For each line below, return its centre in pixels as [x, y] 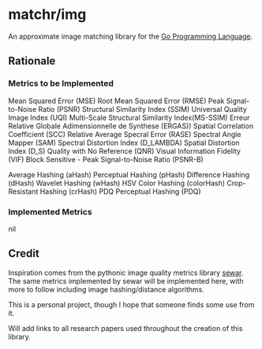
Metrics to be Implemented [61, 84]
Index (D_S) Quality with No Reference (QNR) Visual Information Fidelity [124, 150]
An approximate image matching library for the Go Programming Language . [131, 36]
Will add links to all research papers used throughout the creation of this [125, 328]
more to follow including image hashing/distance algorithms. [107, 289]
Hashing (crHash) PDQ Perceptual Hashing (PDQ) [120, 191]
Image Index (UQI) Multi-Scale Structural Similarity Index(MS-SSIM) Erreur [129, 117]
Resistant [23, 191]
